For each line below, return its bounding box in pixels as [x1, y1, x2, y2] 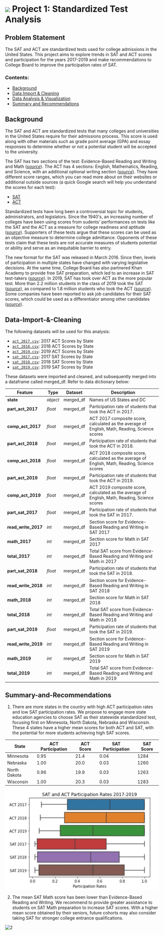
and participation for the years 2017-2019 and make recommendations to [5, 57, 152, 62]
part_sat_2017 [7, 509, 38, 515]
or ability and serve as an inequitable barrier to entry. [5, 245, 112, 251]
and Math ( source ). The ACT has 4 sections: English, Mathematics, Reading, [5, 164, 159, 169]
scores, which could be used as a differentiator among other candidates [5, 296, 150, 302]
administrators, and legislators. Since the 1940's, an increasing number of [5, 214, 153, 220]
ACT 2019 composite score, [89, 484, 146, 490]
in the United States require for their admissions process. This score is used [5, 133, 158, 139]
